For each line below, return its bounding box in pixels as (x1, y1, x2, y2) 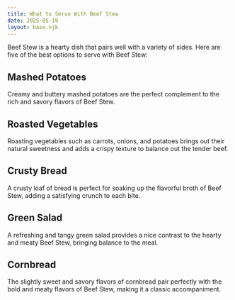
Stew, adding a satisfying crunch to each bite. (7, 191, 141, 199)
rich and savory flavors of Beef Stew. (7, 97, 115, 106)
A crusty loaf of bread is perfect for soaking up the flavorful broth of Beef (7, 184, 222, 192)
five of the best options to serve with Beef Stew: (7, 50, 148, 59)
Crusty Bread (7, 165, 67, 177)
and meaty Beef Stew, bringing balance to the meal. (7, 238, 159, 247)
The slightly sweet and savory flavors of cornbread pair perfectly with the (7, 277, 222, 286)
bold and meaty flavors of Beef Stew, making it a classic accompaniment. (7, 285, 222, 294)
